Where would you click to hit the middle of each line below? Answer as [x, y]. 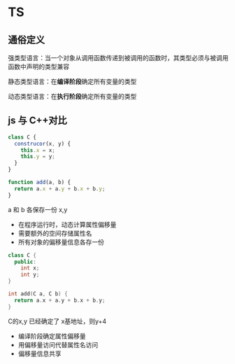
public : [26, 262]
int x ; [30, 268]
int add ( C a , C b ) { [38, 294]
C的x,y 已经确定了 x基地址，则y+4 [57, 321]
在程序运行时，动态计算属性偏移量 [67, 224]
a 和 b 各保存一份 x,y [38, 209]
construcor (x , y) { [43, 143]
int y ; [30, 275]
